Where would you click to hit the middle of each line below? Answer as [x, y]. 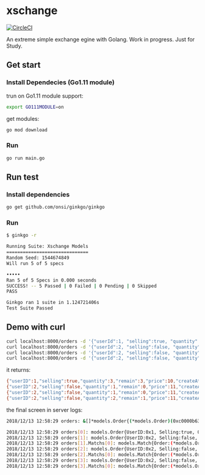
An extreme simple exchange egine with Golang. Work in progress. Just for [101, 39]
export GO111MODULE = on [35, 107]
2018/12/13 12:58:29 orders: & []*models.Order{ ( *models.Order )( [90, 421]
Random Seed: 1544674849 [38, 258]
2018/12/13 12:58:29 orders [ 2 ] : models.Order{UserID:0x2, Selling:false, [102, 449]
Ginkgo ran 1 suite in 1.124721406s [53, 303]
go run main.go [26, 158]
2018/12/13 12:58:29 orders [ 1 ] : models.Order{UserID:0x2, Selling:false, [102, 438]
